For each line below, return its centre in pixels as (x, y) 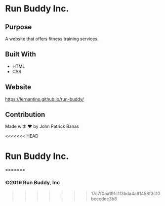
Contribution (25, 115)
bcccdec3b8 (104, 199)
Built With (21, 54)
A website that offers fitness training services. (52, 39)
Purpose (19, 27)
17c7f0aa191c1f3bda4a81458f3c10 (126, 193)
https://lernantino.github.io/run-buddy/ (44, 99)
